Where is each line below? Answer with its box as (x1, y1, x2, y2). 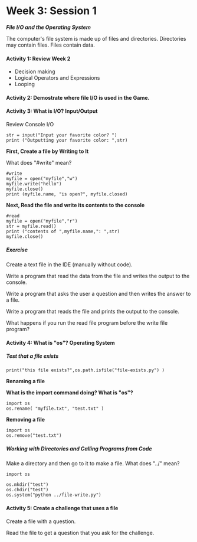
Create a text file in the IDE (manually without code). (6, 261, 133, 268)
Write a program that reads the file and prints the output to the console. (6, 308, 180, 315)
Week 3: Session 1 (6, 4, 97, 18)
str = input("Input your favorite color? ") (6, 132, 117, 138)
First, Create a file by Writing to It (6, 148, 89, 155)
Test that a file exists (6, 352, 59, 360)
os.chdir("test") (6, 487, 49, 493)
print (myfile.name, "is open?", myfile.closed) (6, 191, 128, 197)
